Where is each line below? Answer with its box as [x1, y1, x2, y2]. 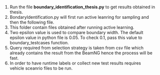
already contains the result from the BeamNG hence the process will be [9, 50, 153, 56]
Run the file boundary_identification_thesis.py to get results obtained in [9, 4, 155, 10]
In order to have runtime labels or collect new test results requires [9, 60, 142, 66]
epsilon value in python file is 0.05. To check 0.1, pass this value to [9, 35, 143, 40]
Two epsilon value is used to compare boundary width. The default [9, 30, 144, 35]
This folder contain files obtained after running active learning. [9, 25, 135, 30]
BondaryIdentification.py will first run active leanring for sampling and [9, 14, 149, 20]
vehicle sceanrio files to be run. [9, 65, 73, 71]
